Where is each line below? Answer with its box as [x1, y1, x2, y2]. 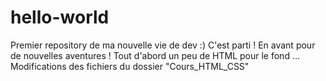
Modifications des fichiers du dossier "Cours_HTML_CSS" [10, 60, 250, 72]
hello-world [10, 6, 110, 29]
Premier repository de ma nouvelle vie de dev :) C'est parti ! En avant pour [10, 39, 316, 51]
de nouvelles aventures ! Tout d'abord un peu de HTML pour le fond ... [10, 49, 300, 61]
